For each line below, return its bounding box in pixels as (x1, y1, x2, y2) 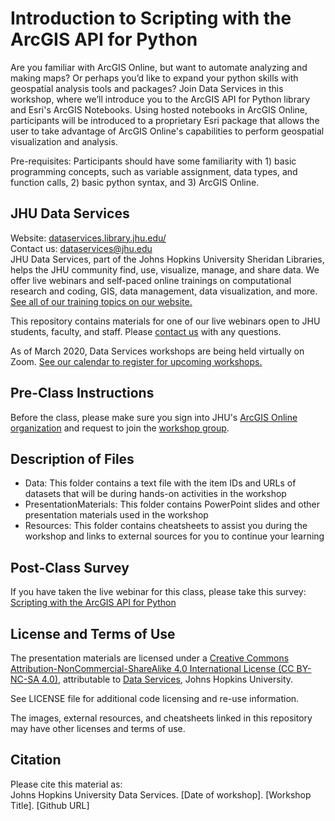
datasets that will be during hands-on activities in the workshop (24, 488, 287, 500)
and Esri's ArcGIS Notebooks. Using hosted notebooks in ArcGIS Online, (10, 103, 308, 116)
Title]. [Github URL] (10, 799, 90, 811)
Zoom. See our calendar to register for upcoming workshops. (10, 355, 263, 367)
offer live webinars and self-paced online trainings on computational (10, 274, 292, 286)
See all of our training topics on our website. (10, 295, 193, 307)
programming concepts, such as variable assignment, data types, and (10, 165, 298, 177)
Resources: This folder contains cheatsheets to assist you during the (24, 520, 308, 532)
